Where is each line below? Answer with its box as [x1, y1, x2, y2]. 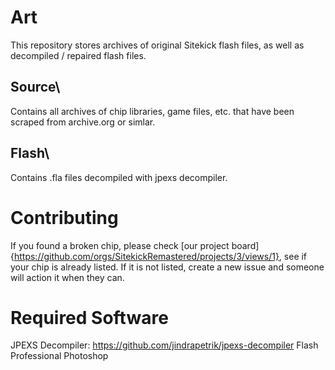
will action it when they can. [10, 271, 125, 283]
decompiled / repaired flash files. [10, 49, 147, 61]
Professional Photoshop [10, 350, 109, 362]
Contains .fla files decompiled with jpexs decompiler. [10, 171, 228, 183]
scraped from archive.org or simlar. [10, 116, 156, 128]
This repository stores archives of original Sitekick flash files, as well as [10, 39, 305, 51]
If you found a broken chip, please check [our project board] [10, 239, 260, 251]
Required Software [10, 306, 169, 329]
